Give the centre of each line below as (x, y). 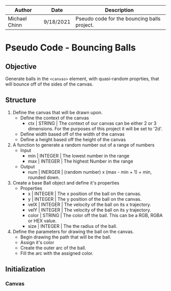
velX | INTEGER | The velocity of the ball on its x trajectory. (89, 204)
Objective (21, 67)
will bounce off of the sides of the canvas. (49, 84)
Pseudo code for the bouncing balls (118, 19)
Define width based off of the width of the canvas (72, 134)
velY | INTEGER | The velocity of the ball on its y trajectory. (89, 210)
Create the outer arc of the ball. (53, 248)
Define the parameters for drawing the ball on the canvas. (73, 231)
